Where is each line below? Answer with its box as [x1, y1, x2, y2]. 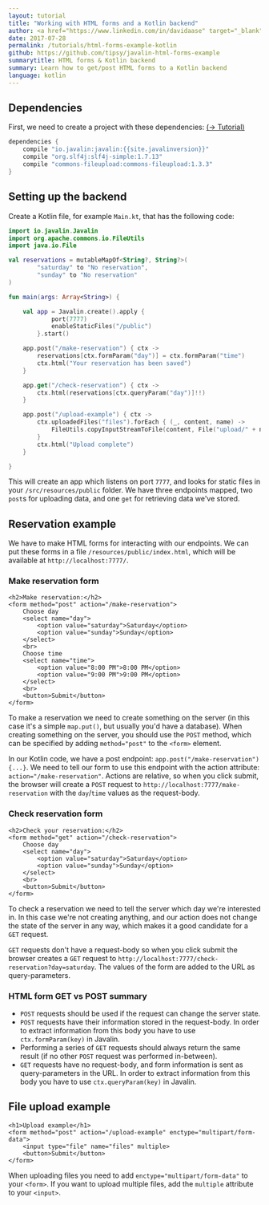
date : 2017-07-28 [8, 34, 66, 43]
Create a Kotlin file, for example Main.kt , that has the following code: [8, 211, 235, 221]
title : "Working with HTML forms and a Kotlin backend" [8, 19, 199, 27]
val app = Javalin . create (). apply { [22, 307, 146, 315]
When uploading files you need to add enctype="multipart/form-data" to [8, 1171, 248, 1180]
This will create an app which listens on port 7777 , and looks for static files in [8, 477, 261, 486]
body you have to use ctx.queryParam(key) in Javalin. [19, 1077, 197, 1087]
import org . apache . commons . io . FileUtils [8, 234, 146, 242]
